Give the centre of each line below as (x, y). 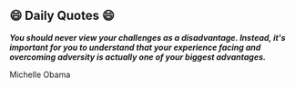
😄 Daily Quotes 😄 (62, 16)
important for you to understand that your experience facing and (135, 47)
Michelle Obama (40, 74)
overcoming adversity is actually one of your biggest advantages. (138, 57)
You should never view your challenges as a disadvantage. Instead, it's (147, 37)
